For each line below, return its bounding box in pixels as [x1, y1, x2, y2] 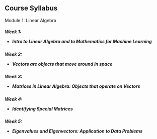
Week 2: [5, 51, 23, 57]
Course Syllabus [5, 4, 58, 13]
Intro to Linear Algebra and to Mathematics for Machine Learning [12, 39, 152, 45]
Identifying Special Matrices [12, 105, 73, 112]
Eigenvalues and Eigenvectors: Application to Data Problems [12, 128, 143, 134]
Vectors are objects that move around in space [12, 61, 113, 67]
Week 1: [5, 29, 22, 35]
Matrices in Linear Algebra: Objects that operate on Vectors [12, 83, 140, 89]
